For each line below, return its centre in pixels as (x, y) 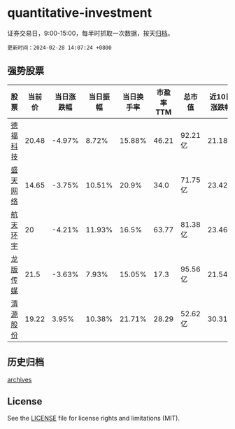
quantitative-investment (80, 13)
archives (20, 379)
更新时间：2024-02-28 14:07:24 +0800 (59, 48)
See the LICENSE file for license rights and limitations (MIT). (94, 419)
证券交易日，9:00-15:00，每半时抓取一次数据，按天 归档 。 (91, 33)
